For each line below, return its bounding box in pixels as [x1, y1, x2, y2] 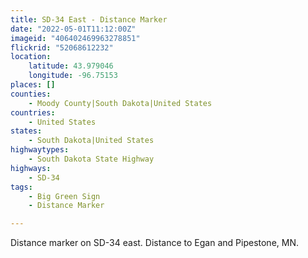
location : [10, 52, 52, 62]
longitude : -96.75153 [28, 71, 118, 81]
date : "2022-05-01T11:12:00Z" [10, 24, 137, 34]
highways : [10, 163, 52, 173]
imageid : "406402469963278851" [10, 33, 141, 43]
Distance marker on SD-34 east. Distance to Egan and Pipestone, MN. [10, 237, 299, 249]
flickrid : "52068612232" [10, 42, 114, 53]
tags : [10, 182, 33, 192]
